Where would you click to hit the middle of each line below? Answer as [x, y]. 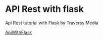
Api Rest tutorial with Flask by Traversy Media [52, 23]
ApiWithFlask [19, 32]
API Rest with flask [45, 9]
